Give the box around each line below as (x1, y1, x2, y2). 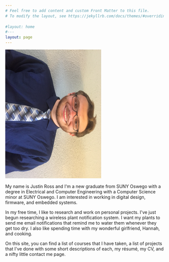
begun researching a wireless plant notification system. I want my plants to (5, 215, 160, 221)
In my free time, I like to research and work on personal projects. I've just (5, 209, 156, 215)
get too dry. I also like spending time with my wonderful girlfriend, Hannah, (5, 225, 160, 231)
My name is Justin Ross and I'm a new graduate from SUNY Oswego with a (5, 183, 161, 189)
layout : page (5, 35, 33, 40)
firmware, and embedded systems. (5, 199, 78, 205)
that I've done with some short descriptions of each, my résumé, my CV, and (5, 246, 164, 252)
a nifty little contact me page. (5, 251, 66, 257)
